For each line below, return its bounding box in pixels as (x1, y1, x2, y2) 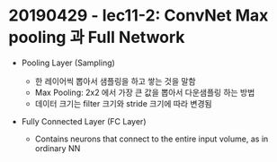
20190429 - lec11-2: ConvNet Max (8, 5, 269, 26)
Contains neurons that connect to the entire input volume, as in (34, 133, 269, 144)
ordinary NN (34, 142, 81, 153)
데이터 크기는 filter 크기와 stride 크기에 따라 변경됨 (34, 98, 212, 108)
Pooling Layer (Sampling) (21, 57, 116, 68)
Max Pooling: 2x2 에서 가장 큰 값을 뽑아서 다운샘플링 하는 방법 (34, 87, 255, 98)
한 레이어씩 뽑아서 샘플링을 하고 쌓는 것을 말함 (34, 75, 196, 86)
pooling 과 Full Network (8, 28, 185, 47)
